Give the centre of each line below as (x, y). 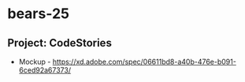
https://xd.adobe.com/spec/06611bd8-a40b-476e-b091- (145, 61)
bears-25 (39, 14)
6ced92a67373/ (45, 70)
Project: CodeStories (59, 43)
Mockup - (35, 61)
